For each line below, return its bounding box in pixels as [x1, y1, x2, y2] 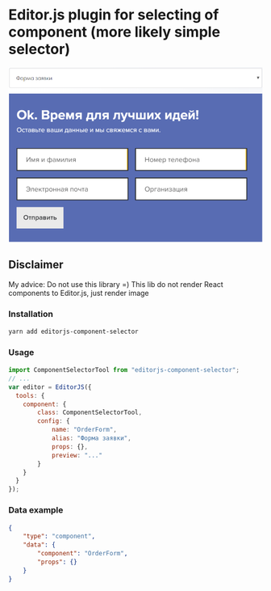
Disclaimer [8, 258, 64, 272]
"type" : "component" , [23, 532, 95, 541]
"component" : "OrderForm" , [37, 550, 128, 558]
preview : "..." [51, 451, 103, 459]
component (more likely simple [8, 23, 220, 41]
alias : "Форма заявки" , [51, 434, 131, 442]
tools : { [15, 391, 45, 399]
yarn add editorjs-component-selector [8, 327, 139, 336]
